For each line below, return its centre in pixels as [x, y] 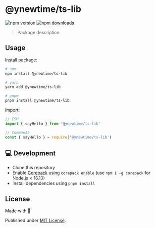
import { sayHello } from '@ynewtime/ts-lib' [53, 124]
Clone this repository [34, 168]
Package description [38, 32]
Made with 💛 [18, 211]
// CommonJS [17, 133]
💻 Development [30, 153]
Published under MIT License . [36, 221]
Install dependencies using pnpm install [53, 183]
